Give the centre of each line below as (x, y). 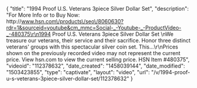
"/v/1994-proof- (171, 72)
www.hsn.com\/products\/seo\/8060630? (73, 21)
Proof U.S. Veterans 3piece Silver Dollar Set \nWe (113, 34)
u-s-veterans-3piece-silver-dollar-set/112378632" (68, 78)
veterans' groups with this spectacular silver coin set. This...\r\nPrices (92, 47)
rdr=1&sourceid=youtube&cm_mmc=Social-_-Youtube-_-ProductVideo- (94, 28)
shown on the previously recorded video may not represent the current (93, 53)
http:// (14, 21)
